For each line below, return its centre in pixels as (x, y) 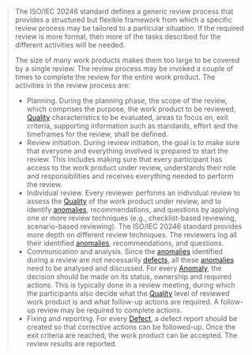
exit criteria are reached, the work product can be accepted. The (132, 335)
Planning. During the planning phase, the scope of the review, (127, 101)
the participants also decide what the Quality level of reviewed (128, 293)
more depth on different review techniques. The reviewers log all (132, 235)
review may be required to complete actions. (110, 310)
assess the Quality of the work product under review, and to (124, 201)
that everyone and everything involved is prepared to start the (127, 151)
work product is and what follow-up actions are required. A (122, 302)
